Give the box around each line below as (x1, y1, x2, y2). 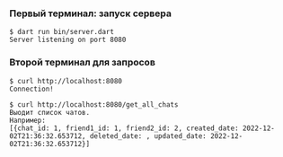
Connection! (9, 84, 54, 93)
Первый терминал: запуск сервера (9, 7, 172, 20)
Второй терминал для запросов (9, 57, 155, 69)
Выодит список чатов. (9, 108, 91, 117)
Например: (9, 116, 47, 125)
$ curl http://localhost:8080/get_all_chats (9, 100, 179, 109)
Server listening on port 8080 (9, 35, 127, 45)
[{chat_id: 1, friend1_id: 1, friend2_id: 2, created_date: (9, 124, 240, 133)
